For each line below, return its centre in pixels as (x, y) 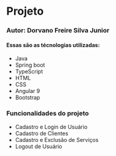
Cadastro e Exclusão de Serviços (57, 139)
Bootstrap (27, 98)
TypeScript (29, 72)
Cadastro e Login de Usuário (51, 127)
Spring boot (30, 65)
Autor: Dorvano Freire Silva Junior (58, 31)
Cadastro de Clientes (42, 133)
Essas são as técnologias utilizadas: (53, 45)
